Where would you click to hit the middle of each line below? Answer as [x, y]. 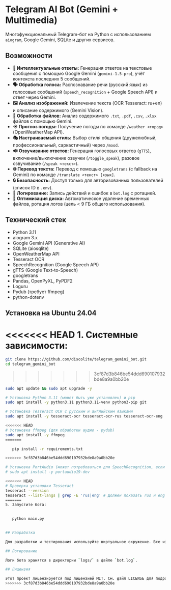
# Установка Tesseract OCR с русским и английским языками [69, 412]
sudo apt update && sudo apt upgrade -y [49, 388]
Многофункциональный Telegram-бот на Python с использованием [78, 34]
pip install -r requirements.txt [47, 449]
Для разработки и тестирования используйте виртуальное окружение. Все [83, 542]
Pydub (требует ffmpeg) [38, 292]
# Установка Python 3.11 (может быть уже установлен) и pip [70, 398]
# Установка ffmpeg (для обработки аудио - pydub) [60, 430]
